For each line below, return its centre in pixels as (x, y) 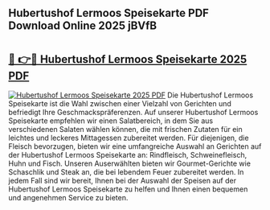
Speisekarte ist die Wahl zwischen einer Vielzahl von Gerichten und (120, 103)
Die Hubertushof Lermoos (211, 95)
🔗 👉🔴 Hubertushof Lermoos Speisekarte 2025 (128, 59)
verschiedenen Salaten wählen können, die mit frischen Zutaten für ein (125, 129)
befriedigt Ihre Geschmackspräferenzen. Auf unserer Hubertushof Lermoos (133, 112)
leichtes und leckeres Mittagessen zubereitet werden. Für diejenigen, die (129, 138)
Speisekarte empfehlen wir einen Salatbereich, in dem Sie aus (111, 121)
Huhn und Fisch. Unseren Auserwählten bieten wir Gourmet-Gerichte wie (130, 163)
